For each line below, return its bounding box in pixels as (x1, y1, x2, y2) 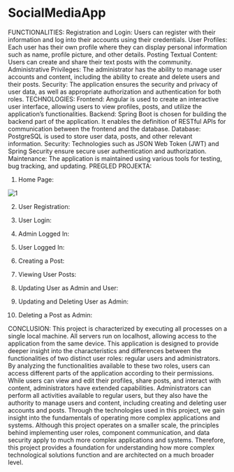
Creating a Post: (17, 257, 65, 265)
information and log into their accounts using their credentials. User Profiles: (8, 35, 228, 43)
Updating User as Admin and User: (17, 283, 119, 292)
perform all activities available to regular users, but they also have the (8, 391, 208, 399)
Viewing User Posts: (17, 270, 77, 278)
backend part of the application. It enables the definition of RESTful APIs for (8, 117, 226, 125)
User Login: (17, 215, 52, 224)
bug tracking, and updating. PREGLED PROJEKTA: (8, 162, 152, 170)
